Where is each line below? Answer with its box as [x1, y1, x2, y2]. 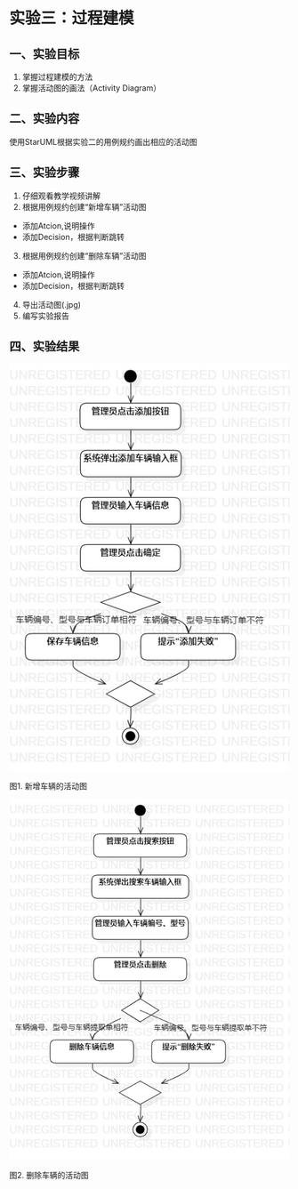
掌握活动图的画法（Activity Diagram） [21, 83, 162, 93]
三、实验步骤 [9, 165, 80, 181]
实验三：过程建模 [9, 8, 135, 28]
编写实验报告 [21, 310, 69, 321]
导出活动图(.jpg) [21, 299, 82, 309]
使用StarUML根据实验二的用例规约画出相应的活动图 [9, 136, 197, 147]
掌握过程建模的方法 [21, 72, 93, 82]
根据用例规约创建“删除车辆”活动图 [21, 250, 147, 261]
